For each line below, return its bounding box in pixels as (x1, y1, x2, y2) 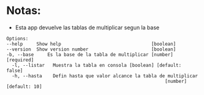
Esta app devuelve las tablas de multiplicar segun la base (15, 24, 160, 31)
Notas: (6, 4, 42, 18)
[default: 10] (6, 83, 43, 90)
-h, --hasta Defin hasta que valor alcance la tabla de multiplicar (12, 72, 199, 79)
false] (6, 68, 23, 74)
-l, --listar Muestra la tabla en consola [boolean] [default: (12, 62, 182, 68)
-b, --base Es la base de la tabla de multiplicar (6, 51, 149, 58)
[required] (6, 57, 34, 63)
